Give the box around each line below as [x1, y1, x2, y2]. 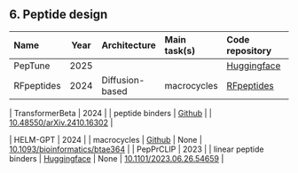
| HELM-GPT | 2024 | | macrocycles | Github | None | [9, 134, 202, 145]
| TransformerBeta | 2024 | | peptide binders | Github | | [9, 107, 213, 118]
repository [226, 44, 272, 57]
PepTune [13, 59, 51, 72]
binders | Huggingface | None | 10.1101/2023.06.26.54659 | [9, 153, 224, 163]
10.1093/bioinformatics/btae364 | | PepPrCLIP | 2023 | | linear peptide [9, 144, 264, 154]
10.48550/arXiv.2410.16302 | [9, 117, 114, 128]
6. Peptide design [9, 7, 108, 22]
